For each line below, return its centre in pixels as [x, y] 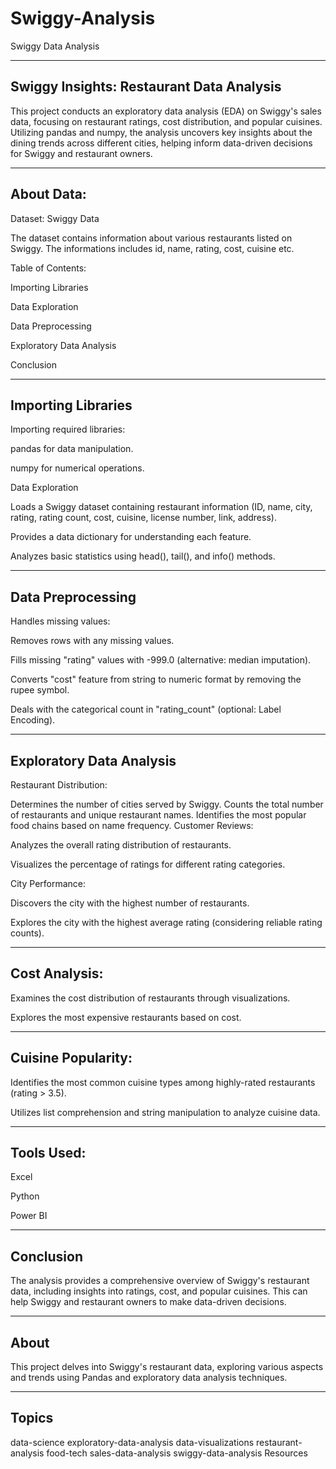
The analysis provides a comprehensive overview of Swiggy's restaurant [160, 1281]
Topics [32, 1418]
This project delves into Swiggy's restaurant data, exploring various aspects [167, 1367]
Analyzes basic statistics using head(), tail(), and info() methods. [143, 556]
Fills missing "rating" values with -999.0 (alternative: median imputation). [161, 660]
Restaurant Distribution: [59, 785]
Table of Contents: [48, 268]
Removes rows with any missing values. [92, 641]
